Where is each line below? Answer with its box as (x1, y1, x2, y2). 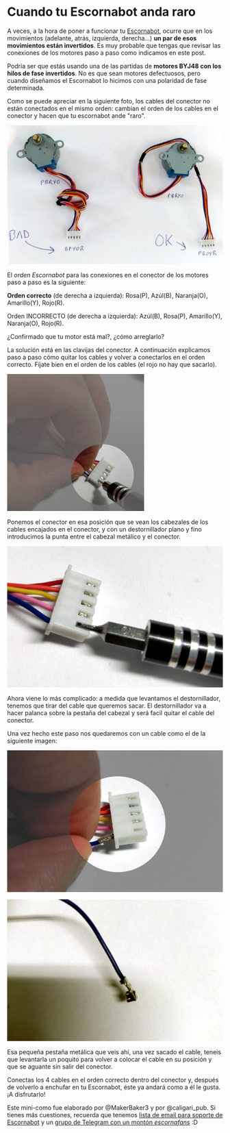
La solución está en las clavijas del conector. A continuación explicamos (7, 345, 211, 353)
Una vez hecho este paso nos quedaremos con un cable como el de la (7, 730, 206, 738)
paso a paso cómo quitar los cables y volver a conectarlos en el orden (7, 353, 205, 361)
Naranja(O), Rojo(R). (7, 319, 64, 327)
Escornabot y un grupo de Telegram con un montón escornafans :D (7, 1118, 199, 1126)
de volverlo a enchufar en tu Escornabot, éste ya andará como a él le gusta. (7, 1083, 221, 1091)
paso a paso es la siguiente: (7, 278, 86, 286)
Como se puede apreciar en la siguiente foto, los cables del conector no (7, 97, 211, 105)
